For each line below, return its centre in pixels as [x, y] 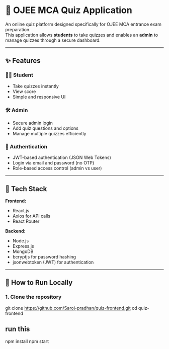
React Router [26, 221]
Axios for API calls [31, 216]
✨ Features [23, 61]
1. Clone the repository [33, 297]
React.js [21, 211]
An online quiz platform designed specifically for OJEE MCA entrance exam [83, 24]
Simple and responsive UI [39, 97]
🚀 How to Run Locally [39, 283]
